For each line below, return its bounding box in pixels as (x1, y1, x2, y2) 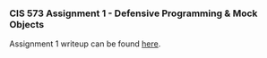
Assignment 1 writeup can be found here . (9, 38, 161, 49)
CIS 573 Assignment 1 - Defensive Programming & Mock (9, 7, 258, 20)
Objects (9, 18, 45, 30)
